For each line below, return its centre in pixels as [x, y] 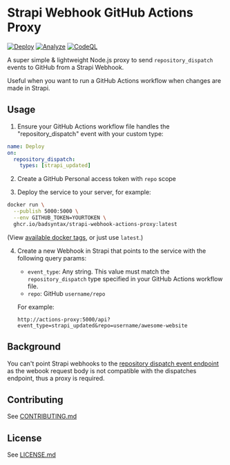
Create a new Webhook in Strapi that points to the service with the [112, 251]
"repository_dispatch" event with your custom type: [90, 133]
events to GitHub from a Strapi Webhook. [66, 67]
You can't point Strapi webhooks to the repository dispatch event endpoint [113, 363]
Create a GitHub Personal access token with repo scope [96, 179]
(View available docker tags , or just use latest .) [75, 237]
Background [34, 347]
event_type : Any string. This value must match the [98, 272]
